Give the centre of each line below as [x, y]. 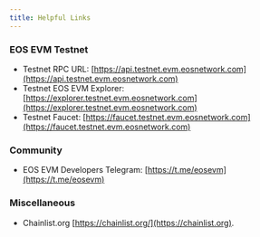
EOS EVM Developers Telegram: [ [85, 170]
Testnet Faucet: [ [54, 117]
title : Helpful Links [50, 18]
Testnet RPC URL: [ [58, 69]
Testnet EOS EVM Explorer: [73, 88]
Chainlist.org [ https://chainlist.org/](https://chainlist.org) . [128, 223]
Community [36, 150]
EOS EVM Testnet [49, 49]
